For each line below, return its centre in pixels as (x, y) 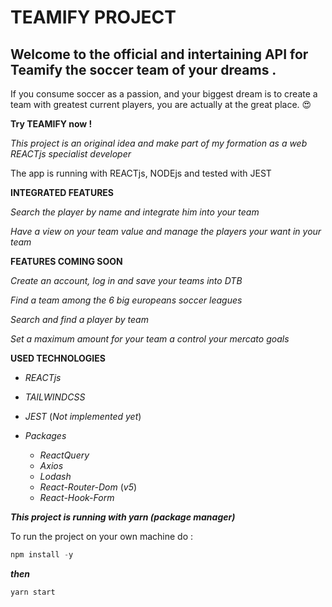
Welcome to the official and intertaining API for (159, 54)
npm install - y (42, 555)
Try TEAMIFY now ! (51, 124)
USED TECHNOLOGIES (58, 358)
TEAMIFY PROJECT (93, 17)
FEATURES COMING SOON (66, 261)
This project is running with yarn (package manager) (123, 517)
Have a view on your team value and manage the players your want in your (166, 231)
